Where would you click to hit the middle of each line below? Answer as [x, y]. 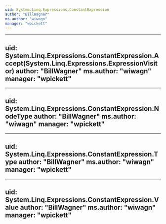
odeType [19, 116]
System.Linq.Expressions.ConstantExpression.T [82, 154]
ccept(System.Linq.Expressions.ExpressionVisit [82, 63]
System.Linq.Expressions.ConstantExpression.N [82, 109]
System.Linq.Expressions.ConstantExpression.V [82, 200]
